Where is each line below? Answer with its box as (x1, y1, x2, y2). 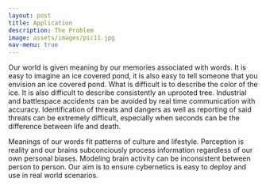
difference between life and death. (8, 122, 121, 131)
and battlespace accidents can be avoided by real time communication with (8, 97, 256, 106)
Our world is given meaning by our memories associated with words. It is (8, 63, 246, 72)
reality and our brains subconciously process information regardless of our (8, 146, 253, 155)
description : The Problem (8, 26, 94, 34)
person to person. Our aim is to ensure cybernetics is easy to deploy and (8, 162, 246, 172)
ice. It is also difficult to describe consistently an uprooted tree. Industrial (8, 88, 247, 97)
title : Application (8, 19, 73, 27)
